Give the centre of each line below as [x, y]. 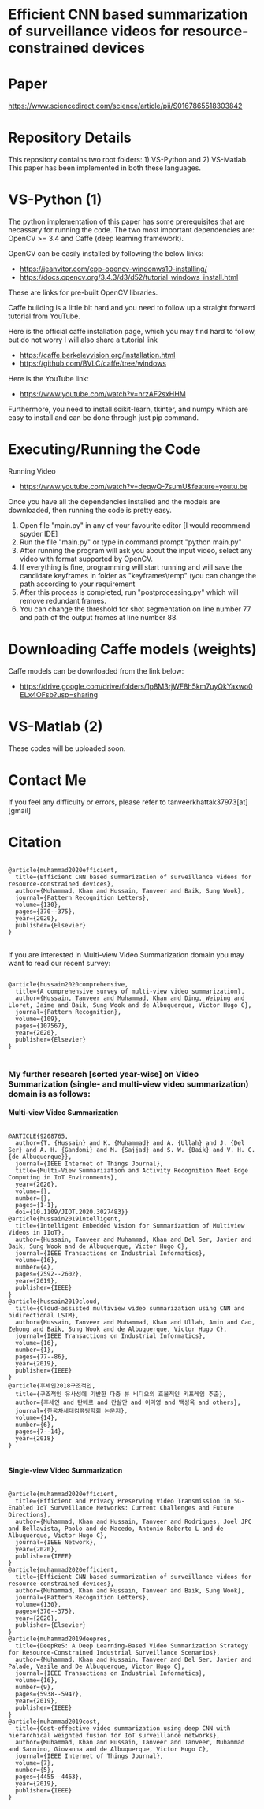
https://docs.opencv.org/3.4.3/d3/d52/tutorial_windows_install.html [129, 277]
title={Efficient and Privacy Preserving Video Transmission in [123, 1501]
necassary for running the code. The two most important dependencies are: [131, 230]
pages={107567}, [42, 1026]
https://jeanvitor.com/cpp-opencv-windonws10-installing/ [113, 269]
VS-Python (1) [55, 200]
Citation [35, 842]
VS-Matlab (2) [56, 727]
